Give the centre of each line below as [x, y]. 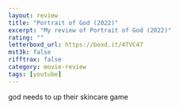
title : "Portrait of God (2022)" [63, 23]
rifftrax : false [35, 60]
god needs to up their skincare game [68, 96]
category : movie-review [48, 67]
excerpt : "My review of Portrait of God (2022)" [90, 30]
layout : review [33, 15]
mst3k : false [30, 52]
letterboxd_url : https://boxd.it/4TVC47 [76, 45]
